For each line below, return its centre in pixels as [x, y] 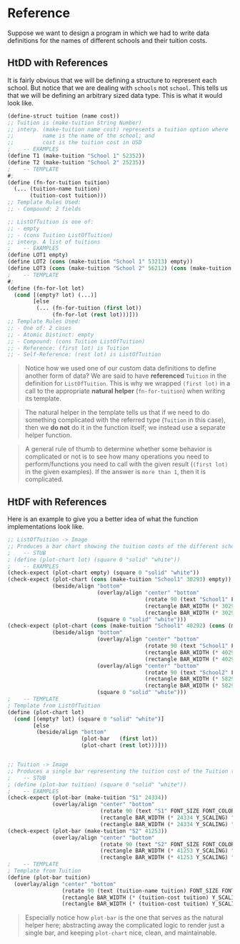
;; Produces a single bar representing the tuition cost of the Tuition [118, 771]
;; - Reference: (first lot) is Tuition [69, 348]
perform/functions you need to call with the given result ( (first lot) [126, 464]
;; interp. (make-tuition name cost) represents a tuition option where [118, 129]
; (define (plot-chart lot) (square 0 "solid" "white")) [94, 559]
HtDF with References [57, 502]
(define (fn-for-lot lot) [46, 288]
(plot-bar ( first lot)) [120, 739]
